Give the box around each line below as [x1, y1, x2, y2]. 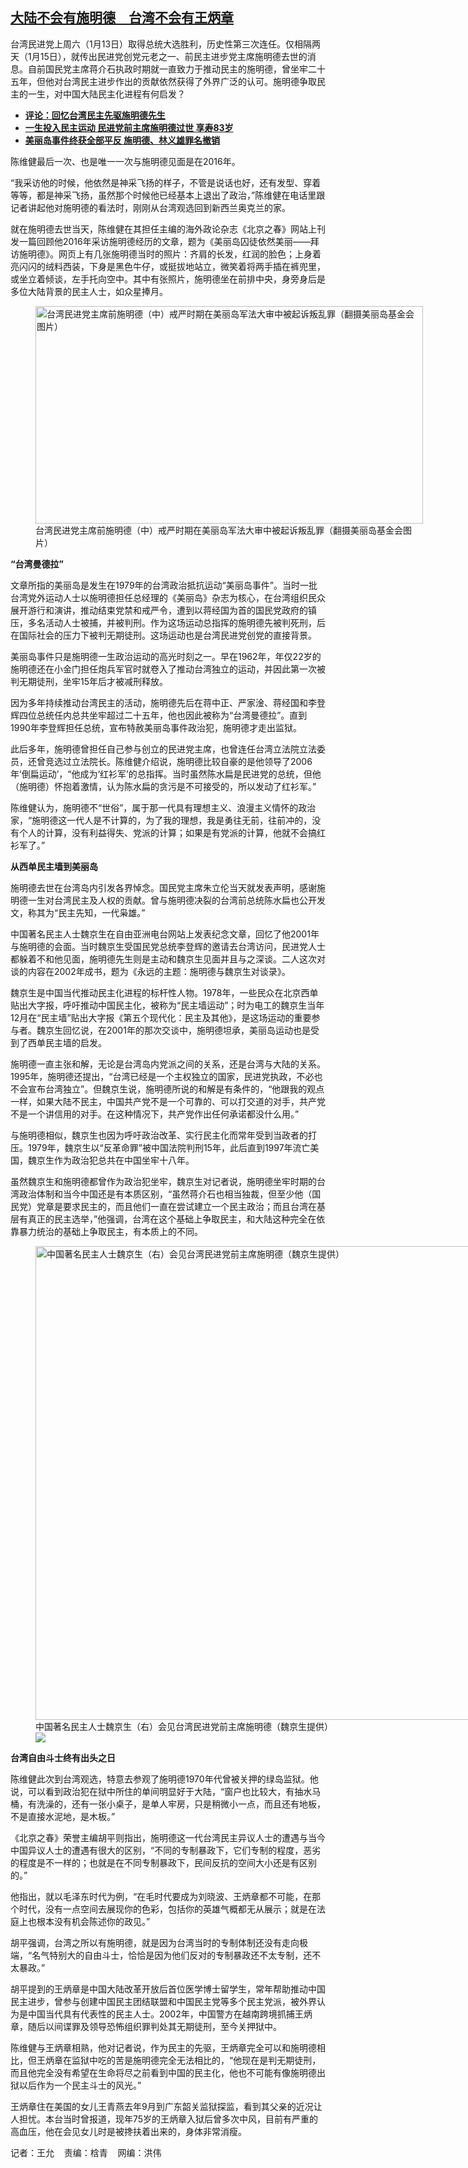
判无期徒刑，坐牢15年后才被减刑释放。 [10, 675, 168, 687]
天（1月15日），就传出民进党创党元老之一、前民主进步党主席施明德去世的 [10, 50, 308, 62]
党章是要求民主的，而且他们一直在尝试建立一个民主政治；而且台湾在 [36, 1200, 317, 1212]
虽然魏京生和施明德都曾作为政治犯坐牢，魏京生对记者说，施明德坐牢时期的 [10, 1175, 317, 1187]
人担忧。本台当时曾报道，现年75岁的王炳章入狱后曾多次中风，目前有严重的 [10, 2113, 319, 2125]
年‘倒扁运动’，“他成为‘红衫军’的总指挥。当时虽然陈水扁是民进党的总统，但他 [10, 768, 322, 780]
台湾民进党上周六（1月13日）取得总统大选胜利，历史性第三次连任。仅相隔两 [10, 38, 322, 50]
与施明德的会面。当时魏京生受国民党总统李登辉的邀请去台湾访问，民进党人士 [10, 940, 326, 952]
